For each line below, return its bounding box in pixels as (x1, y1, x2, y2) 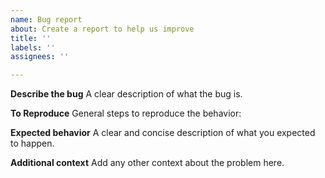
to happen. (10, 137, 55, 150)
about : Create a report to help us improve (10, 24, 195, 34)
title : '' (10, 33, 52, 43)
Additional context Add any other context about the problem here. (10, 157, 285, 169)
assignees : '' (10, 52, 70, 62)
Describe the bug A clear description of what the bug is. (10, 88, 243, 100)
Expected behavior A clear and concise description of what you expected (10, 127, 316, 139)
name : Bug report (10, 14, 83, 25)
